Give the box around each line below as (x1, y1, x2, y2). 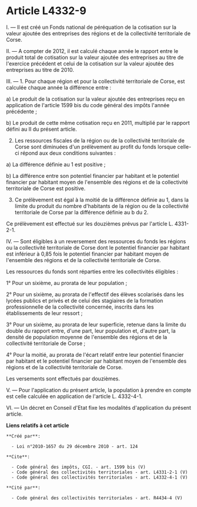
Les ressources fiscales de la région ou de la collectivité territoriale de (14, 137, 185, 144)
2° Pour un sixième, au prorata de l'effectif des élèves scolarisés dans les (6, 290, 184, 298)
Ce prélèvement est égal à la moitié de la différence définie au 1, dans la (14, 196, 189, 203)
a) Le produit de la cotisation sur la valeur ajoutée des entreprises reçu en (6, 95, 185, 102)
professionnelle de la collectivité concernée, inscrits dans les (6, 303, 154, 310)
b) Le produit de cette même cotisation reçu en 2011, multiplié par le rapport (6, 119, 190, 126)
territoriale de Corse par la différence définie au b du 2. (14, 208, 149, 216)
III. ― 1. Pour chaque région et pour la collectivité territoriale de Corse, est (6, 78, 185, 85)
